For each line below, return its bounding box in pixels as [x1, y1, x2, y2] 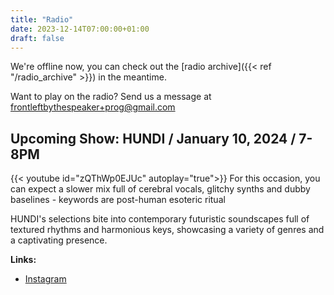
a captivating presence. [10, 234, 108, 246]
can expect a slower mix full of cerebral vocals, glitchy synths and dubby [10, 183, 311, 195]
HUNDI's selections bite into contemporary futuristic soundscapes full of [10, 213, 310, 225]
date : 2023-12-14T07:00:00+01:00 [10, 24, 150, 34]
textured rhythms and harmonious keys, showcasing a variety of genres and [10, 224, 325, 236]
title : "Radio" [10, 14, 74, 25]
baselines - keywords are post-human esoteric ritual [10, 194, 226, 206]
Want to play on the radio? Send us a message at [10, 91, 212, 103]
